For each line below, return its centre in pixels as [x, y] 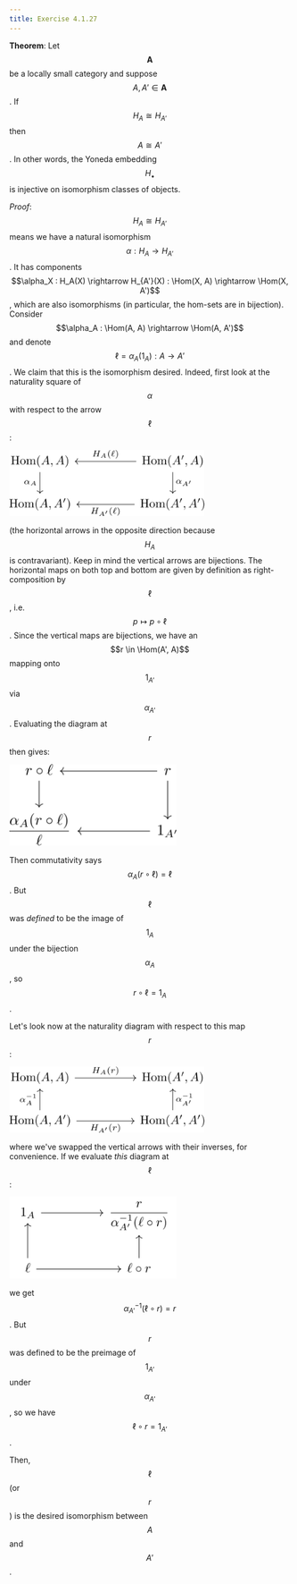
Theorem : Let [35, 46]
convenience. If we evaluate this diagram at [89, 1156]
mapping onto [35, 663]
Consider [26, 314]
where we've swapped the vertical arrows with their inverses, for [128, 1147]
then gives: [30, 751]
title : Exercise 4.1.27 [54, 19]
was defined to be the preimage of [73, 1352]
